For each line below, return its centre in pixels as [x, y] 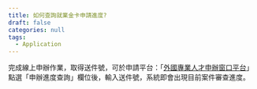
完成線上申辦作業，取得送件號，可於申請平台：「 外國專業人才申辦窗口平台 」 [131, 68]
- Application [38, 44]
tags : [17, 37]
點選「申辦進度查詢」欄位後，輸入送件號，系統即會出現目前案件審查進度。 [129, 77]
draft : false [30, 23]
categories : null [37, 30]
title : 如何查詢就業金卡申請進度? [58, 15]
